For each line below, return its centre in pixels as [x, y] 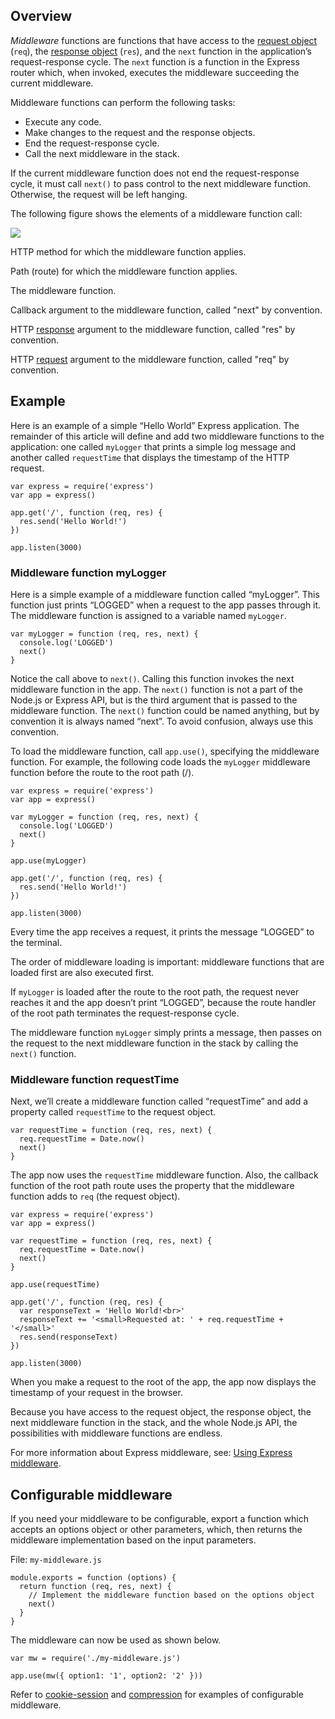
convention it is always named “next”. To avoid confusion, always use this [162, 721]
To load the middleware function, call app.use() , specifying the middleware [165, 751]
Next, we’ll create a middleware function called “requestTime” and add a [159, 1101]
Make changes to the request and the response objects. [140, 132]
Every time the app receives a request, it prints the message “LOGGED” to [162, 931]
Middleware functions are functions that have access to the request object [164, 40]
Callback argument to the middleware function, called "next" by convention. [166, 310]
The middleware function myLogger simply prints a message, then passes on [166, 1032]
